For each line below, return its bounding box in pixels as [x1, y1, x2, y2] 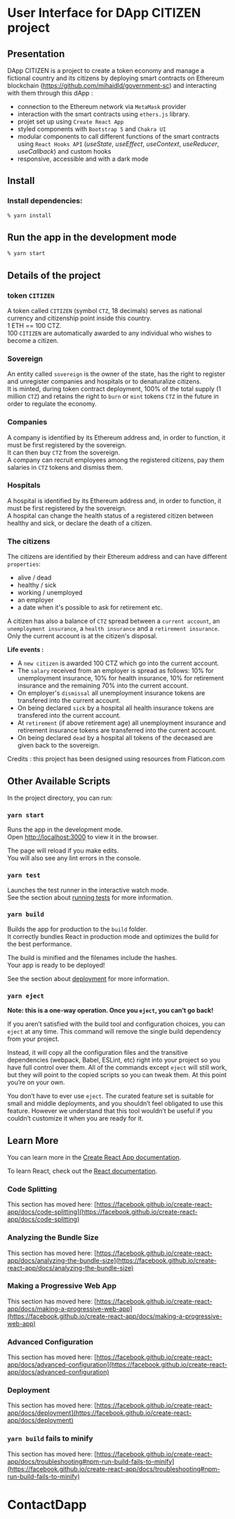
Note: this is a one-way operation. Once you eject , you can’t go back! [7, 1006, 214, 1015]
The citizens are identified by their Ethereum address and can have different [7, 553, 227, 561]
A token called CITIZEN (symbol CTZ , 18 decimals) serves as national [7, 306, 202, 315]
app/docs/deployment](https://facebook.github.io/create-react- [7, 1409, 192, 1417]
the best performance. [7, 940, 72, 948]
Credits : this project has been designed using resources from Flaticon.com [7, 755, 225, 763]
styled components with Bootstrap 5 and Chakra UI [17, 125, 166, 133]
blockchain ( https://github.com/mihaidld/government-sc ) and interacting [7, 81, 217, 89]
